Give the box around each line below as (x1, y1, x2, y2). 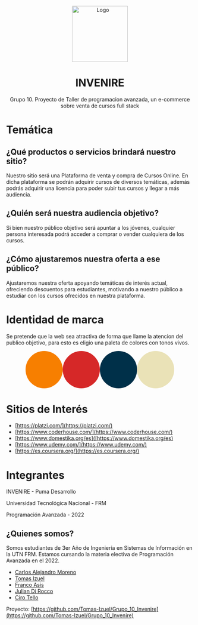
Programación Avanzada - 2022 (6, 511, 84, 518)
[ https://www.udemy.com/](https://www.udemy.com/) (14, 441, 147, 448)
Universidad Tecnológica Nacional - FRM (6, 500, 107, 507)
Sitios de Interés (6, 402, 88, 416)
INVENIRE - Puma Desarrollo (6, 488, 76, 495)
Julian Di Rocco (14, 587, 54, 595)
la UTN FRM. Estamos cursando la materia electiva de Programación (6, 551, 174, 558)
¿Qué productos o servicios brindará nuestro (6, 147, 177, 157)
